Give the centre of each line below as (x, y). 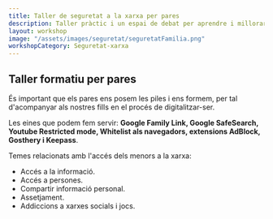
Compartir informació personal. (73, 188)
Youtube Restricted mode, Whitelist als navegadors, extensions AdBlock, (134, 131)
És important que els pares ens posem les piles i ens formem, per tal (123, 98)
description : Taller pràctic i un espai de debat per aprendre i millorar (138, 24)
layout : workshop (38, 31)
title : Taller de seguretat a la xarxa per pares (94, 16)
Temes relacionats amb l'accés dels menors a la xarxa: (100, 156)
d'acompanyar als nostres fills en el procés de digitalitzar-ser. (112, 107)
